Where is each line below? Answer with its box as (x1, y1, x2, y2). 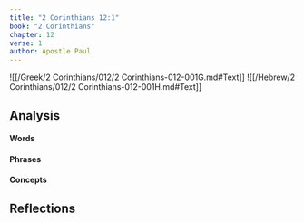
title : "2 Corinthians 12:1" (9, 13, 120, 23)
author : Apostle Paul (9, 47, 92, 56)
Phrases (9, 153, 42, 164)
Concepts (9, 174, 47, 186)
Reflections (9, 200, 76, 216)
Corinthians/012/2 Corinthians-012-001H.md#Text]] (9, 82, 202, 92)
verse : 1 (9, 38, 43, 48)
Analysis (9, 108, 61, 123)
